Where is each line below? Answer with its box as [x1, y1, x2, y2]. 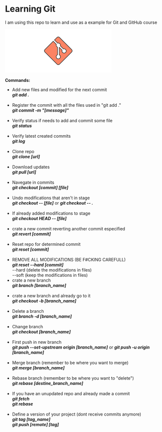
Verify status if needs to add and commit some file [12, 117, 113, 123]
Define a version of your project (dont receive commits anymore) [12, 411, 142, 417]
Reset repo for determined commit [12, 241, 81, 247]
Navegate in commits [12, 179, 55, 185]
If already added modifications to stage [12, 210, 90, 216]
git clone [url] [12, 154, 40, 160]
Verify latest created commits [12, 133, 71, 139]
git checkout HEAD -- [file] [12, 215, 67, 221]
